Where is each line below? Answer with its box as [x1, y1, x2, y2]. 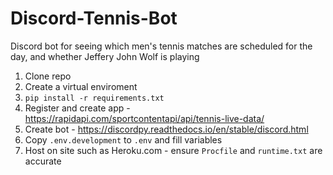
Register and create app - [24, 102, 131, 114]
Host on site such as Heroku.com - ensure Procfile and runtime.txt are [24, 144, 323, 156]
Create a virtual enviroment [24, 80, 138, 92]
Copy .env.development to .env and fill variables [24, 133, 223, 146]
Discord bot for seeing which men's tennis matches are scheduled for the [10, 40, 313, 52]
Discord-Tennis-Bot [10, 7, 178, 30]
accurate [24, 155, 62, 167]
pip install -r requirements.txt [24, 93, 165, 103]
